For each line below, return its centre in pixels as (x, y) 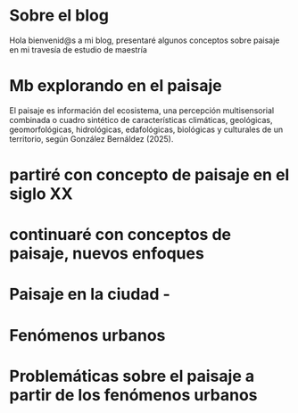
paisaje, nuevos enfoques (107, 254)
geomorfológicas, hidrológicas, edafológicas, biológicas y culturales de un (146, 129)
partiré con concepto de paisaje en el (149, 175)
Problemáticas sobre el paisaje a (132, 376)
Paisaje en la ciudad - (90, 294)
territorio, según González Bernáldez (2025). (91, 138)
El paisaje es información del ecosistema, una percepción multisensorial (142, 110)
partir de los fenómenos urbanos (133, 395)
